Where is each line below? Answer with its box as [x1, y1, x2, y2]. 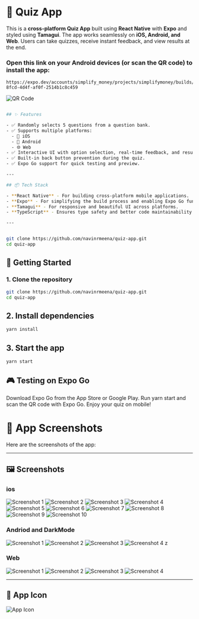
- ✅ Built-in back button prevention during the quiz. [6, 155, 146, 162]
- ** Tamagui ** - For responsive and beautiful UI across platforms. [6, 204, 179, 209]
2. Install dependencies [6, 311, 95, 321]
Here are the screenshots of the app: [6, 441, 97, 448]
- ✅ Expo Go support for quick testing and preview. [6, 161, 140, 167]
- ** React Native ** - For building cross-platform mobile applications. [6, 192, 190, 199]
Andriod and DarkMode [6, 526, 75, 534]
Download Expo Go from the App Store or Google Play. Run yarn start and [6, 394, 187, 401]
